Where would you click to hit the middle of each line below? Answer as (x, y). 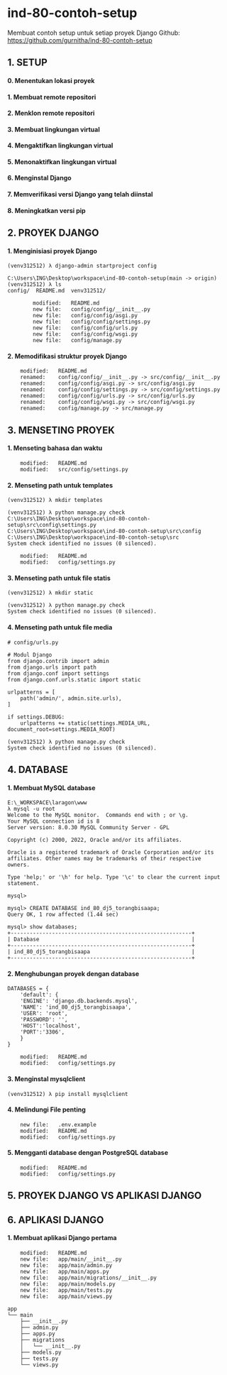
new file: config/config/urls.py (85, 328)
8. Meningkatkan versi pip (47, 210)
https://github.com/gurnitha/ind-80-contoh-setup (80, 40)
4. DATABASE (38, 770)
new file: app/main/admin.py (66, 1266)
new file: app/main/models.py (68, 1284)
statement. (23, 884)
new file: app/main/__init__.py (71, 1259)
